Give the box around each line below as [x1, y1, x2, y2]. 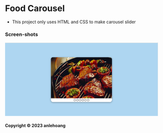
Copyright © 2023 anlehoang [5, 122, 66, 128]
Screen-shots [5, 31, 38, 38]
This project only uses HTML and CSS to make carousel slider [12, 19, 136, 25]
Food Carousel [5, 3, 65, 14]
